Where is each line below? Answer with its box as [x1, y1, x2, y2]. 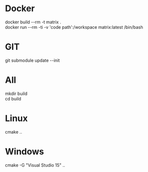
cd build [5, 96, 21, 101]
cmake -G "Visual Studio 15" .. [5, 162, 66, 168]
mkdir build [5, 91, 28, 96]
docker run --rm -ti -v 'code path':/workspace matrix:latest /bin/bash [5, 24, 143, 30]
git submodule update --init [5, 57, 60, 63]
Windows [5, 146, 44, 157]
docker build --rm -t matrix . [5, 19, 62, 25]
